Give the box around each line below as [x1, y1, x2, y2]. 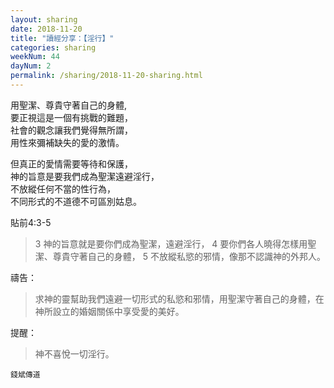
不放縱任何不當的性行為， [10, 182, 116, 195]
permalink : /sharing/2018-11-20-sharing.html [10, 71, 203, 81]
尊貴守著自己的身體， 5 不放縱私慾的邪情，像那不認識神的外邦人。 [52, 250, 326, 262]
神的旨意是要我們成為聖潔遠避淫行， [10, 170, 160, 182]
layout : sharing [10, 14, 78, 25]
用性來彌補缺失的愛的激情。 [10, 136, 125, 148]
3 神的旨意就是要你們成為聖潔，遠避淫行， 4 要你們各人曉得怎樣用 [34, 237, 308, 250]
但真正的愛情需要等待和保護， [10, 157, 133, 170]
